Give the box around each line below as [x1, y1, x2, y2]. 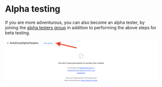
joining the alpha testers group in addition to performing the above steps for [5, 24, 157, 30]
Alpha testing [5, 3, 61, 15]
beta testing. [5, 30, 31, 35]
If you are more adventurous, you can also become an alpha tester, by [5, 19, 145, 25]
